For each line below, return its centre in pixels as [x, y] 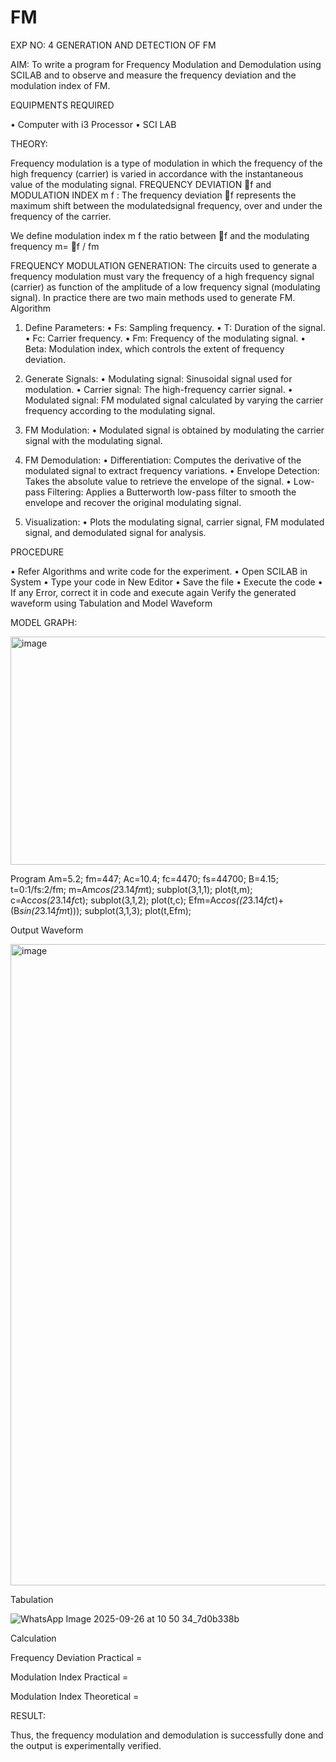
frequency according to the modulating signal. [120, 410]
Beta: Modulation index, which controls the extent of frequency [154, 348]
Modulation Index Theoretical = [75, 1696]
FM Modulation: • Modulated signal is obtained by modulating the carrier [174, 430]
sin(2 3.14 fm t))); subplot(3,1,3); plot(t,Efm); [105, 910]
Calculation [33, 1638]
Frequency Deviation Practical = [76, 1657]
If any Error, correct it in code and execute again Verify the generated [153, 592]
